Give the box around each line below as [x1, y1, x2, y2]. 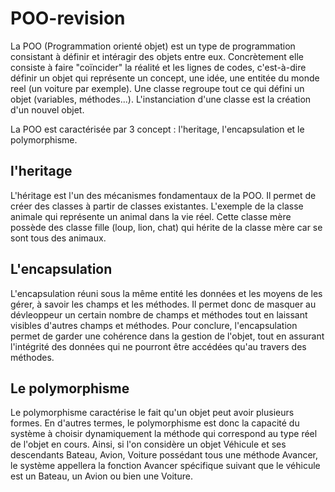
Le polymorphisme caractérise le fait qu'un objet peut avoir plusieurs [10, 407, 295, 419]
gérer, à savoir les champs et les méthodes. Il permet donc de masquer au [10, 298, 317, 310]
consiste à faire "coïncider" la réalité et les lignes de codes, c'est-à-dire [10, 61, 307, 73]
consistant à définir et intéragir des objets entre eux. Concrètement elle [10, 50, 304, 62]
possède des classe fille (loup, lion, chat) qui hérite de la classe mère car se [10, 221, 323, 233]
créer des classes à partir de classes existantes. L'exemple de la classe [10, 200, 304, 212]
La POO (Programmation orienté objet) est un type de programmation [10, 40, 296, 52]
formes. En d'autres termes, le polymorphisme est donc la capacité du [10, 417, 300, 429]
